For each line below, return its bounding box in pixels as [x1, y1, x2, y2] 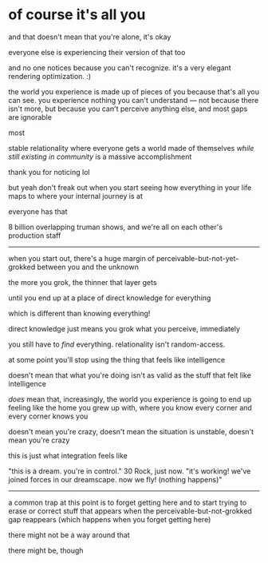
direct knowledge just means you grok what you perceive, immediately [8, 323, 241, 333]
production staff [8, 230, 61, 240]
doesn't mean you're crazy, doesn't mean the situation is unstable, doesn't [8, 426, 254, 436]
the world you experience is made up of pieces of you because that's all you [8, 86, 260, 97]
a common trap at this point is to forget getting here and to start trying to [8, 498, 247, 507]
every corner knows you [8, 411, 89, 421]
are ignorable [8, 112, 52, 121]
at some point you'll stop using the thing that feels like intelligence [8, 355, 226, 364]
